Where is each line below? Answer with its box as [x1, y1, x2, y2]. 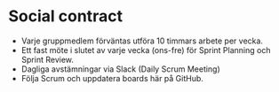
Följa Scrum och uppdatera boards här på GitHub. [20, 73, 203, 83]
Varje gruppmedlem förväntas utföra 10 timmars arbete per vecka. [20, 35, 264, 46]
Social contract [8, 6, 124, 27]
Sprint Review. [20, 54, 75, 65]
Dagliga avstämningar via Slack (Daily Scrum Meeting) [20, 64, 221, 74]
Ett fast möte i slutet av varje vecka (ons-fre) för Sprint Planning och [20, 44, 271, 55]
